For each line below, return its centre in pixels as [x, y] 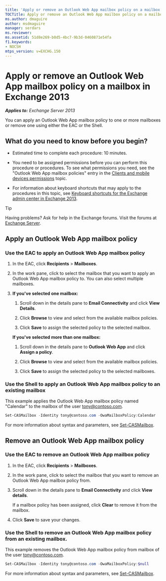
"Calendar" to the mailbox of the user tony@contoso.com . [64, 406]
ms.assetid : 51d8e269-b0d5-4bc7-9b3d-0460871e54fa [58, 38]
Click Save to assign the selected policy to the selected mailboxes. [87, 371]
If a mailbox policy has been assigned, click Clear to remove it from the [84, 505]
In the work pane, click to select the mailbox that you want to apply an [83, 273]
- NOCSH [13, 47]
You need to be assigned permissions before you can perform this [80, 163]
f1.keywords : [19, 42]
